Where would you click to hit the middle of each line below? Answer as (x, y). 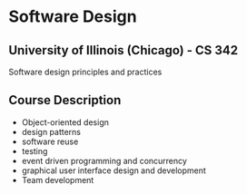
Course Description (65, 100)
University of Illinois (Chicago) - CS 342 (123, 50)
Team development (58, 179)
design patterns (51, 131)
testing (35, 150)
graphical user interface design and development (114, 170)
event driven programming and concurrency (104, 160)
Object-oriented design (65, 122)
